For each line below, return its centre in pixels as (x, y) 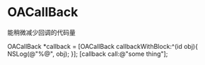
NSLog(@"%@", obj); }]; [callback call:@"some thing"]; (88, 54)
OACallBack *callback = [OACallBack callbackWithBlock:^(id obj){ (102, 46)
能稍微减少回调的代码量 (41, 32)
